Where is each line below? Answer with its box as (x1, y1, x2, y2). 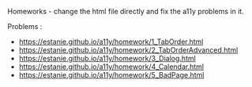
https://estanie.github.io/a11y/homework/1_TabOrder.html (18, 37, 204, 46)
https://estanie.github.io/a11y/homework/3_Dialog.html (18, 54, 197, 63)
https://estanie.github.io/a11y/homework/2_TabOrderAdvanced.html (18, 45, 239, 54)
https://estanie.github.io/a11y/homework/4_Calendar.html (18, 62, 205, 71)
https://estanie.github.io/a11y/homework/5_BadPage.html (18, 71, 205, 79)
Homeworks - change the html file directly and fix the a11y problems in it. (7, 7, 244, 16)
